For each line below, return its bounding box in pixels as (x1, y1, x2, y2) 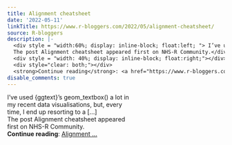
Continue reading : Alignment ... (7, 130, 98, 138)
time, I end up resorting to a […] (7, 108, 97, 116)
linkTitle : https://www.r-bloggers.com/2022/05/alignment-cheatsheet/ (7, 23, 215, 30)
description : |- (7, 36, 54, 43)
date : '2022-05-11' (7, 17, 64, 23)
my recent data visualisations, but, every (7, 101, 123, 109)
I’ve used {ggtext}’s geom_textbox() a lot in (7, 93, 130, 101)
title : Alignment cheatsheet (7, 10, 91, 17)
